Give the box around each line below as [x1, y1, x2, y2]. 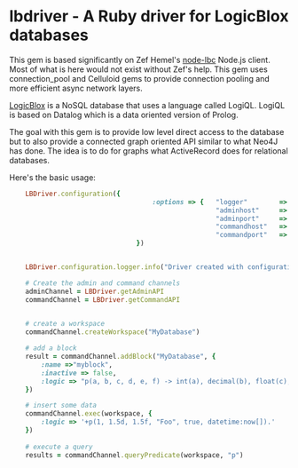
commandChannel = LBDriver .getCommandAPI [25, 295, 180, 304]
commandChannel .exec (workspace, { [25, 409, 153, 418]
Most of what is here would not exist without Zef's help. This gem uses [9, 64, 268, 75]
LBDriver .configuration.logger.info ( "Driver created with [25, 263, 244, 272]
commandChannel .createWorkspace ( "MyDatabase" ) [25, 328, 200, 337]
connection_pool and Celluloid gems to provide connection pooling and [9, 73, 271, 83]
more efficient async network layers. [9, 83, 144, 93]
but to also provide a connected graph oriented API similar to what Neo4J [9, 136, 278, 147]
